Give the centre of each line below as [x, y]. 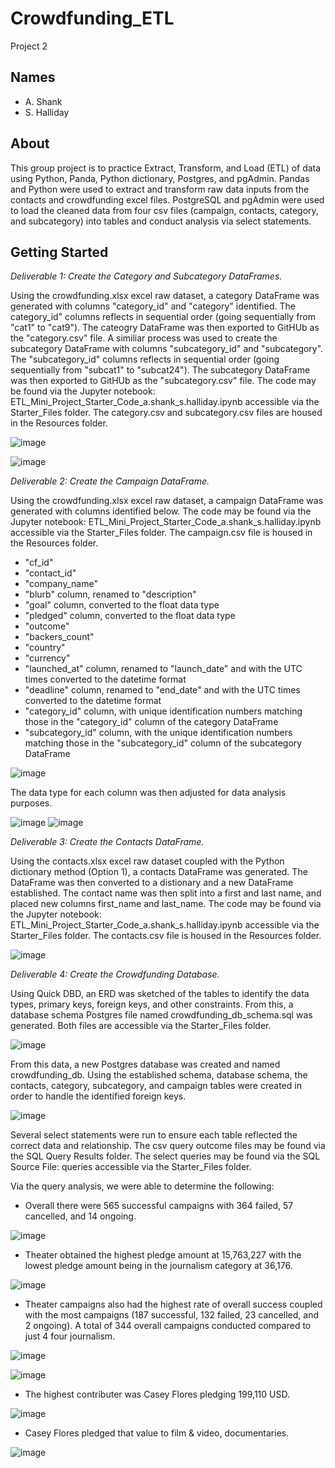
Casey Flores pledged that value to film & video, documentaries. [157, 1433]
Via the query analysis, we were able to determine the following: [142, 1186]
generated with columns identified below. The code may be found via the [161, 511]
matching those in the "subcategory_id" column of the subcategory [163, 743]
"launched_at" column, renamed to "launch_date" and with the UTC [163, 669]
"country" [45, 648]
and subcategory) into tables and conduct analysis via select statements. [161, 221]
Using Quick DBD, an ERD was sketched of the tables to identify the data [160, 994]
